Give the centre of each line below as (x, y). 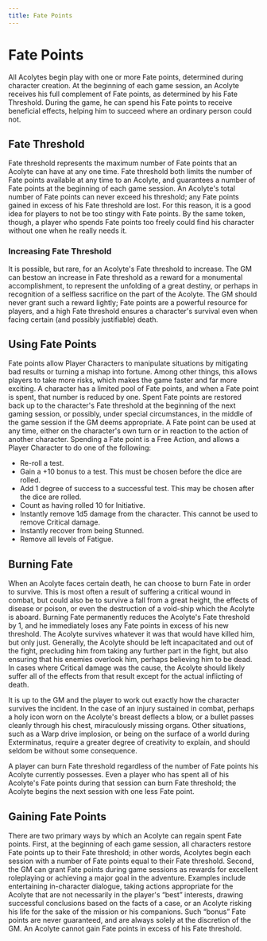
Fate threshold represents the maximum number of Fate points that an (123, 163)
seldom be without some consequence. (73, 751)
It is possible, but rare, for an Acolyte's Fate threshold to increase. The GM (130, 269)
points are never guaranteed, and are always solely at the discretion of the (130, 920)
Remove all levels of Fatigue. (66, 539)
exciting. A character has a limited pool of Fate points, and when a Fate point (133, 389)
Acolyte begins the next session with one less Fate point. (101, 792)
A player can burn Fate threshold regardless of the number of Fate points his (133, 766)
